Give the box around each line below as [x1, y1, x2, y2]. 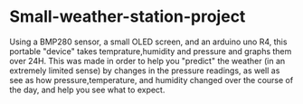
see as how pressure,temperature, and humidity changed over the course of [9, 74, 294, 85]
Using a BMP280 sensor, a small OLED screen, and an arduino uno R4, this [9, 36, 288, 47]
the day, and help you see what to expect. [9, 84, 166, 95]
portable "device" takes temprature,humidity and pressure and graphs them [9, 45, 292, 56]
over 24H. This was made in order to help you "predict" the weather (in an [9, 55, 286, 66]
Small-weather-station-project [9, 6, 246, 27]
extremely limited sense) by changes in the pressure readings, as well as [9, 65, 280, 76]
